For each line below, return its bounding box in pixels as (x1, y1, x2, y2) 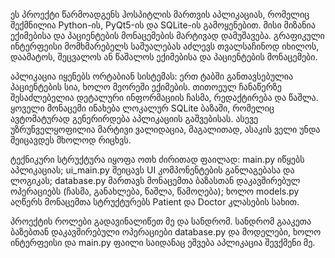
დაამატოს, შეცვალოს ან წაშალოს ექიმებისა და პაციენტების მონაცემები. (10, 51, 318, 63)
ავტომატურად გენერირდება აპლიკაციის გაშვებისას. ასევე (10, 113, 259, 124)
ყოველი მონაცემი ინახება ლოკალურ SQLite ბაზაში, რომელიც (10, 102, 275, 114)
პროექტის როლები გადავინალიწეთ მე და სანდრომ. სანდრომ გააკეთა (10, 215, 312, 227)
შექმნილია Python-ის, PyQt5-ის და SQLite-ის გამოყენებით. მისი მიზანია (10, 19, 316, 31)
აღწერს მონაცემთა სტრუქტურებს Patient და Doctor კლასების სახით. (10, 196, 300, 208)
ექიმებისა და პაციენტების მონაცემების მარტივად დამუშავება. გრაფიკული (10, 30, 325, 41)
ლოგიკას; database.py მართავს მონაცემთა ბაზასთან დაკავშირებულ (10, 175, 301, 186)
